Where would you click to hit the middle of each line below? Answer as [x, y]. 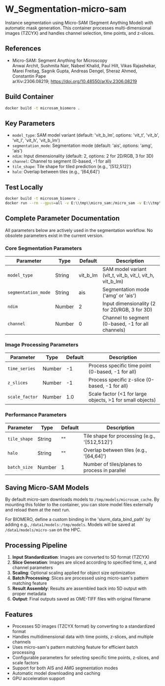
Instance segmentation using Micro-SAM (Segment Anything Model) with [79, 23]
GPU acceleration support [39, 678]
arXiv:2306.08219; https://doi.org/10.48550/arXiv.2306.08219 [75, 81]
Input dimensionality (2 [129, 303]
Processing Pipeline [36, 545]
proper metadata [29, 594]
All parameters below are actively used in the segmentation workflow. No [79, 230]
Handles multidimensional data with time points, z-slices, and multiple [83, 636]
